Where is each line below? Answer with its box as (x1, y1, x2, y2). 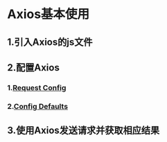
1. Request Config (7, 82, 67, 92)
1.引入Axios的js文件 (7, 36, 93, 48)
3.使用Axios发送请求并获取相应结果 (7, 125, 160, 136)
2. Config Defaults (7, 101, 68, 111)
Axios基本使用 (7, 6, 90, 22)
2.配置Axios (7, 62, 60, 73)
